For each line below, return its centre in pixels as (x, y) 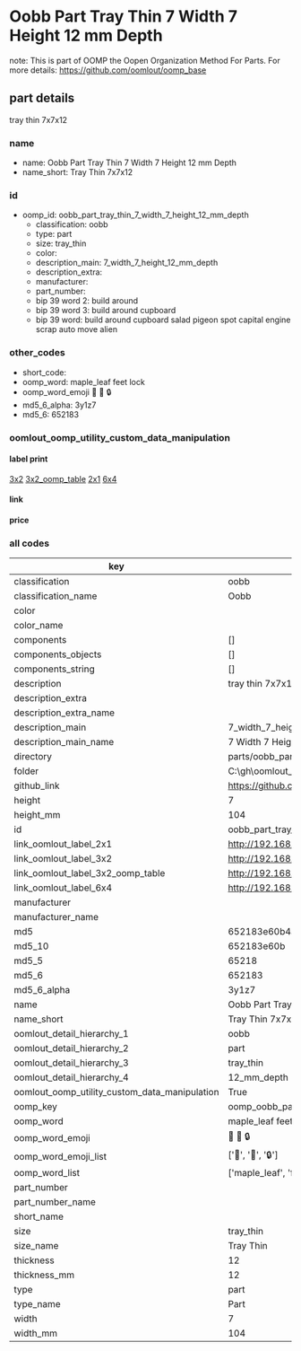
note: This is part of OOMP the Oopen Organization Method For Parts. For (145, 60)
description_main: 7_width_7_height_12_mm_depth (127, 263)
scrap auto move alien (77, 329)
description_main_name (64, 742)
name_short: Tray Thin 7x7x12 (77, 172)
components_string (55, 669)
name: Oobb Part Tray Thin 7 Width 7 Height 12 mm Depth (129, 162)
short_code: (44, 372)
